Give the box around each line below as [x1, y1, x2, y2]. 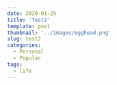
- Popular [13, 55, 41, 62]
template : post [7, 23, 51, 29]
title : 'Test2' [7, 16, 51, 23]
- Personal [13, 49, 44, 56]
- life [13, 67, 32, 74]
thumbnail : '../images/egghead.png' [7, 29, 112, 36]
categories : [7, 42, 41, 49]
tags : [7, 61, 23, 68]
